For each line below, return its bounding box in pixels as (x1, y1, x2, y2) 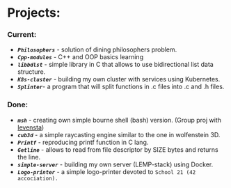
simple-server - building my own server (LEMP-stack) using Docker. (17, 160, 214, 169)
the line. (17, 152, 41, 161)
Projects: (7, 5, 61, 21)
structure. (17, 68, 46, 76)
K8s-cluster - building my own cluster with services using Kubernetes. (17, 75, 221, 84)
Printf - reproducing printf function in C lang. (17, 138, 149, 146)
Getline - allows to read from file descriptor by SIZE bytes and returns (17, 145, 218, 154)
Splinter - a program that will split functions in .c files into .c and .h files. (17, 82, 225, 91)
